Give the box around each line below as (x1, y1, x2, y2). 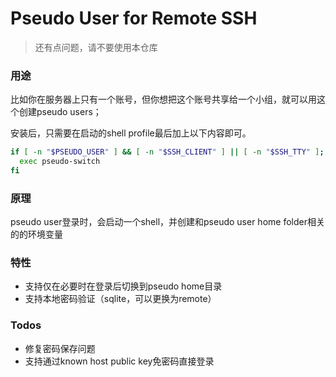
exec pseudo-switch (19, 157, 101, 167)
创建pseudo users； (18, 106, 102, 118)
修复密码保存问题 (24, 342, 96, 354)
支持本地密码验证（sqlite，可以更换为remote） (24, 293, 217, 305)
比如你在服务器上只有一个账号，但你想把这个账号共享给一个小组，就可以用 (10, 93, 317, 106)
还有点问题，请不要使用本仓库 (34, 41, 158, 53)
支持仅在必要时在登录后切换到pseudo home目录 (24, 280, 223, 292)
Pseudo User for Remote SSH (10, 7, 258, 30)
